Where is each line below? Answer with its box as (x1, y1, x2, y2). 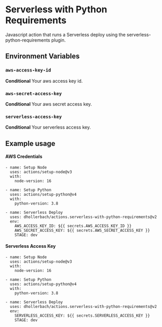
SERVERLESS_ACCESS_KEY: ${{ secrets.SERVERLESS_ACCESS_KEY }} (14, 313, 150, 318)
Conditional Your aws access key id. (5, 78, 83, 84)
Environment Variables (5, 52, 80, 61)
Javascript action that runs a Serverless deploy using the (5, 31, 126, 38)
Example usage (5, 139, 55, 148)
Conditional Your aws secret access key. (5, 101, 92, 107)
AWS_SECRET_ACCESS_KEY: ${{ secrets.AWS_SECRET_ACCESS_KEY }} (14, 228, 150, 233)
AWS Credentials (5, 153, 43, 160)
